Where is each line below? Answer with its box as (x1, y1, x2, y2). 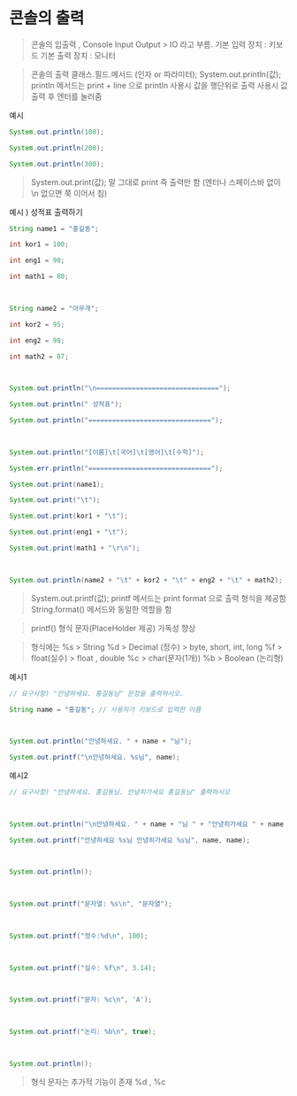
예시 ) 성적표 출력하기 (9, 206, 83, 217)
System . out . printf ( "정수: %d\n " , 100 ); (9, 931, 148, 940)
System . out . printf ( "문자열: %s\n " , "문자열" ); (9, 899, 172, 908)
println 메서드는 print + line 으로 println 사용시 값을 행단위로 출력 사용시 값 (30, 80, 288, 90)
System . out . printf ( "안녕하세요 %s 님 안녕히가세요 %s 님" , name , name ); (9, 836, 250, 845)
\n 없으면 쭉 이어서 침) (30, 188, 108, 198)
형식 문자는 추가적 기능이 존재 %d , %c (30, 1077, 166, 1087)
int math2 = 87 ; (9, 351, 69, 361)
